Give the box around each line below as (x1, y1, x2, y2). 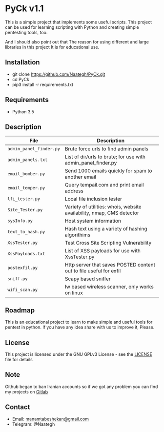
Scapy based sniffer (64, 275, 111, 282)
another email (64, 174, 97, 181)
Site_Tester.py (7, 207, 43, 213)
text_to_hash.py (7, 229, 45, 235)
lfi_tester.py (7, 196, 41, 202)
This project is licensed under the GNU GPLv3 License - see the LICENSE (5, 351, 153, 357)
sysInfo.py (7, 218, 33, 224)
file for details (5, 357, 33, 362)
